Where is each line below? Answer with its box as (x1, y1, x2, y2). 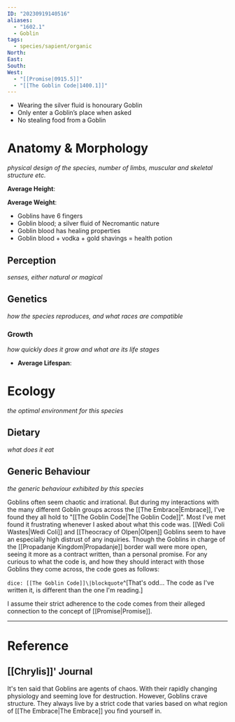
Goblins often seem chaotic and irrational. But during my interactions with (7, 498, 219, 506)
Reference (7, 638, 69, 653)
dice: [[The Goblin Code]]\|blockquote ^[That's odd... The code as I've (7, 578, 215, 587)
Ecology (7, 383, 56, 399)
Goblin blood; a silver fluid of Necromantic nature (17, 219, 159, 228)
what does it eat (7, 445, 55, 454)
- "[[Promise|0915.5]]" (13, 75, 83, 83)
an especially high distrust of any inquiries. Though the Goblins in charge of (7, 535, 226, 543)
